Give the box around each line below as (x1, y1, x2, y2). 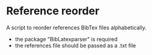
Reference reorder (6, 4, 100, 18)
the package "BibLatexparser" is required (14, 35, 118, 42)
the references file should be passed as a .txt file (14, 42, 136, 49)
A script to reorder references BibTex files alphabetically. (6, 24, 147, 31)
